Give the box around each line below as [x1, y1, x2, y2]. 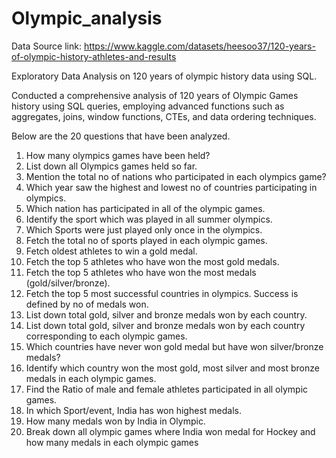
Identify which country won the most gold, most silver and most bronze [25, 362, 320, 374]
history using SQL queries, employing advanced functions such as [11, 100, 285, 112]
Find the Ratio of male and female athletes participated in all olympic [25, 383, 309, 395]
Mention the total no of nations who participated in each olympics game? [25, 170, 327, 182]
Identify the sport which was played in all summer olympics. [25, 213, 273, 225]
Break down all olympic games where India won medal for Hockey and [25, 425, 316, 437]
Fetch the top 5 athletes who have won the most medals [25, 266, 257, 278]
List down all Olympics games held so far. [25, 160, 198, 172]
